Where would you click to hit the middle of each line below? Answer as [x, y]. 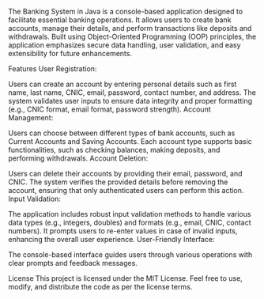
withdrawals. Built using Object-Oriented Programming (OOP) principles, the [132, 36]
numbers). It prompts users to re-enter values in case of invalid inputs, [123, 231]
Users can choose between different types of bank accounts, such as [122, 133]
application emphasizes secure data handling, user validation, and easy [124, 45]
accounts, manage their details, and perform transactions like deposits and [130, 28]
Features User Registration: [53, 69]
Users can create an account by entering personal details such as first [123, 84]
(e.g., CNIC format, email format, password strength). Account [109, 109]
